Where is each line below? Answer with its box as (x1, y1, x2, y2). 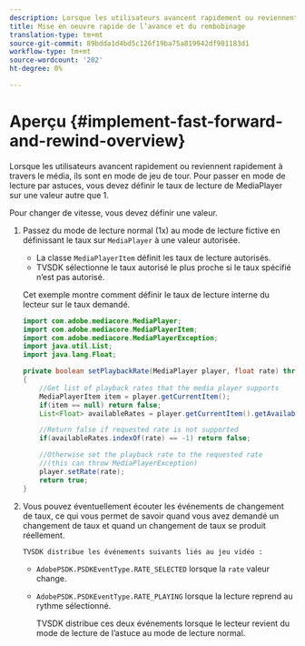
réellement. (22, 530, 65, 540)
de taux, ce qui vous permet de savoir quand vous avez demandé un (22, 510, 280, 521)
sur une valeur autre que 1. (9, 189, 109, 200)
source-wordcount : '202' (9, 56, 103, 65)
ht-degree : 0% (9, 65, 64, 74)
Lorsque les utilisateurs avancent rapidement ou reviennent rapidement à (9, 160, 283, 171)
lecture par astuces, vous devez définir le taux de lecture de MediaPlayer (9, 179, 283, 191)
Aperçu (9, 111, 66, 132)
